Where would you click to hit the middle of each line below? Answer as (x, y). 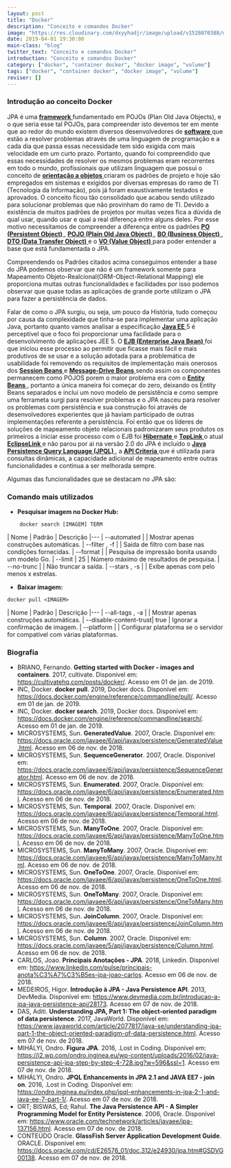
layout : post (26, 13)
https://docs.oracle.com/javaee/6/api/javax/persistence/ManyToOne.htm (120, 836)
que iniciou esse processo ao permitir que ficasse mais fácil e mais (102, 348)
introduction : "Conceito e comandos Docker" (72, 59)
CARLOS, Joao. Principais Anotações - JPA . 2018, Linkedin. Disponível (118, 960)
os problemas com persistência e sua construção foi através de (97, 407)
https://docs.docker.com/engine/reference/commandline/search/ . (110, 719)
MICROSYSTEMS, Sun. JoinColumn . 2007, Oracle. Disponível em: (110, 916)
